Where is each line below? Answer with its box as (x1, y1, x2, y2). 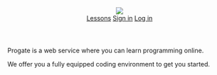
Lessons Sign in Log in (86, 14, 153, 22)
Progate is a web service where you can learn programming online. (7, 46, 204, 54)
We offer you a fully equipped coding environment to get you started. (7, 60, 211, 68)
